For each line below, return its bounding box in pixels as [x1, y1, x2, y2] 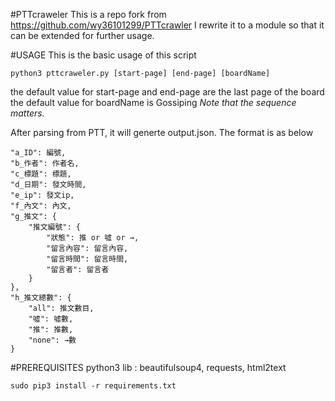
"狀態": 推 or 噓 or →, [46, 233, 140, 243]
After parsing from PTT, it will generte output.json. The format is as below [10, 127, 314, 138]
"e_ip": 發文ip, [10, 190, 75, 200]
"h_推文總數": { [10, 293, 72, 303]
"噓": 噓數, [28, 314, 74, 324]
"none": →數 [28, 335, 77, 345]
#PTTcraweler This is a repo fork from [10, 9, 167, 20]
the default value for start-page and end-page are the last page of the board [10, 86, 325, 98]
